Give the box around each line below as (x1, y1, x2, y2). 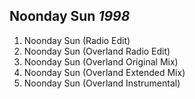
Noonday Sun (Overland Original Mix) (23, 55, 179, 68)
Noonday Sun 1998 (9, 8, 131, 25)
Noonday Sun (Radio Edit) (23, 34, 131, 46)
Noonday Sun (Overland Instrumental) (23, 77, 181, 89)
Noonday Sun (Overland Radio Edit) (23, 45, 171, 57)
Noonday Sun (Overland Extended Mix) (23, 66, 186, 78)
